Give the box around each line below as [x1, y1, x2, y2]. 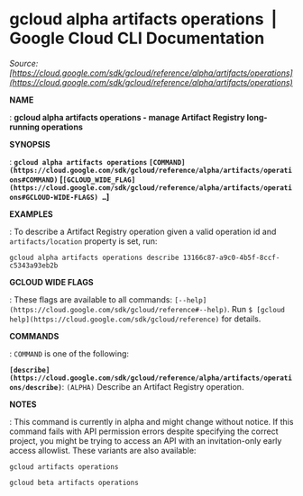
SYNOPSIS [9, 139, 51, 149]
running [9, 122, 41, 132]
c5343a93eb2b [9, 261, 59, 270]
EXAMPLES [9, 208, 53, 220]
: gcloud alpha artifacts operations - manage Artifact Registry [9, 112, 245, 122]
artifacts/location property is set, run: [9, 235, 158, 247]
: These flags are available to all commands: [9, 293, 173, 305]
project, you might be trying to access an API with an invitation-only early [9, 435, 282, 446]
